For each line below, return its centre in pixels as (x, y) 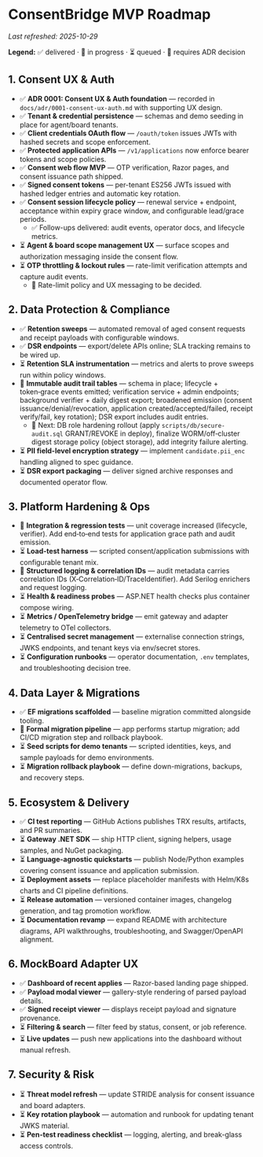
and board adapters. (53, 1105)
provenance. (40, 1018)
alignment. (37, 939)
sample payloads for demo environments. (87, 757)
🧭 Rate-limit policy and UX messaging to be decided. (117, 285)
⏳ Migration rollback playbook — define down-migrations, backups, (131, 766)
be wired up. (40, 355)
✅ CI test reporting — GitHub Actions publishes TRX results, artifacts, (133, 821)
